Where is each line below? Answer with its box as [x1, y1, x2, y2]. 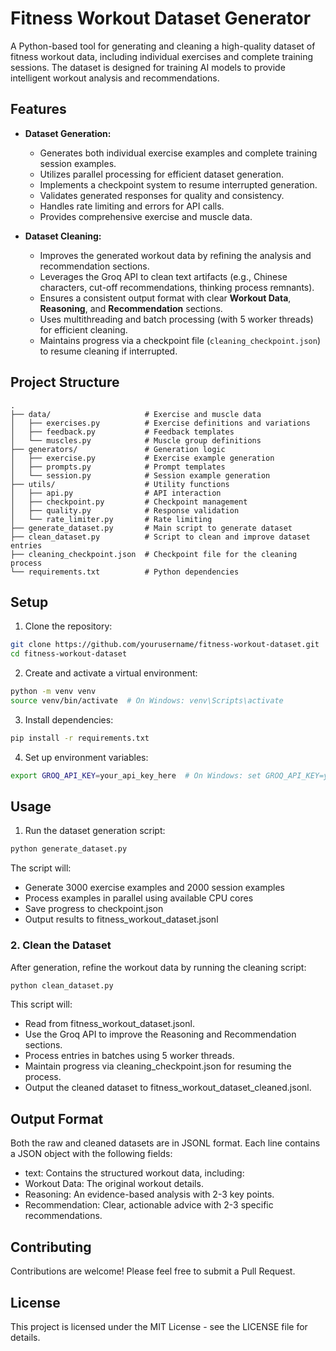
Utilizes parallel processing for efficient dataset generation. [39, 168, 284, 180]
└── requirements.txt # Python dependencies [10, 567, 240, 577]
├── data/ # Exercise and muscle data [10, 409, 262, 419]
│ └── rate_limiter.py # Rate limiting [10, 514, 213, 524]
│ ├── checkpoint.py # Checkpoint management [10, 497, 248, 507]
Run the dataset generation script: [24, 825, 166, 837]
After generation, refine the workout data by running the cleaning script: [10, 961, 307, 973]
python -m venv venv [10, 687, 97, 697]
